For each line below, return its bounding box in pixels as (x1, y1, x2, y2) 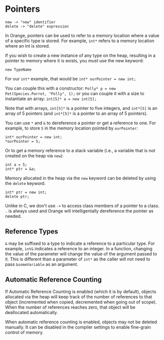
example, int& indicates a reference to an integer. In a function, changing (5, 245, 153, 251)
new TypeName (5, 67, 32, 72)
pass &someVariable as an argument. (5, 261, 78, 267)
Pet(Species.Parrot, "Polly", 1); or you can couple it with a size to (5, 90, 144, 96)
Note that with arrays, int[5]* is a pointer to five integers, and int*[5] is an (5, 105, 158, 111)
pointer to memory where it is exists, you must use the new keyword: (5, 57, 144, 63)
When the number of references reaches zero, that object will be (5, 304, 136, 310)
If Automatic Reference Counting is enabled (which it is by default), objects (5, 288, 157, 294)
